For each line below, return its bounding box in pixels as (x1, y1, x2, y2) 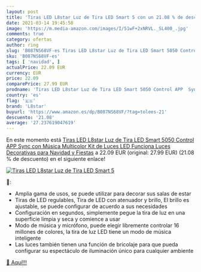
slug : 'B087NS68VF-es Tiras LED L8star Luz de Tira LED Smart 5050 (6, 48, 178, 54)
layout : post (6, 8, 39, 15)
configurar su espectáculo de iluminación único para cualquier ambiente (14, 247, 194, 255)
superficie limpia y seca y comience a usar (14, 216, 121, 223)
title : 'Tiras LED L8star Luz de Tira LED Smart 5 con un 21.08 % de (6, 14, 184, 20)
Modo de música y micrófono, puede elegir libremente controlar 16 (14, 222, 179, 229)
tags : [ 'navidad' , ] (6, 59, 60, 65)
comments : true (6, 31, 44, 37)
